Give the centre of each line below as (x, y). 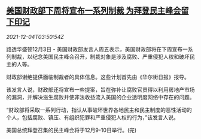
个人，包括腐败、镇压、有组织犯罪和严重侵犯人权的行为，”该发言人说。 (93, 117)
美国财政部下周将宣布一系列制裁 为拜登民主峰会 (94, 11)
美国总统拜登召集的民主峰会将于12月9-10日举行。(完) (71, 130)
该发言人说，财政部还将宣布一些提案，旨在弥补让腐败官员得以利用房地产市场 (100, 89)
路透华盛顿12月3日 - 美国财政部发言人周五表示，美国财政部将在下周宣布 (95, 49)
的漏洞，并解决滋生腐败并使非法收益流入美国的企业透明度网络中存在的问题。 (100, 97)
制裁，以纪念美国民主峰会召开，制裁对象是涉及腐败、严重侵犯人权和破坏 (100, 56)
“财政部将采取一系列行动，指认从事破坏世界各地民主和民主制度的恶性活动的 (99, 110)
